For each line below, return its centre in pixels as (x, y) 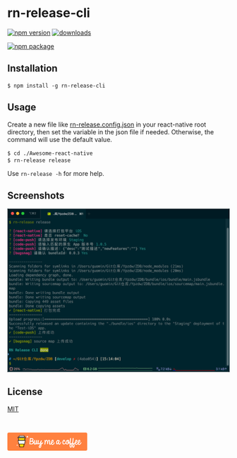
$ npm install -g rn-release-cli (56, 86)
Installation (32, 69)
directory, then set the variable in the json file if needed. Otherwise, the (111, 131)
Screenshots (36, 195)
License (25, 392)
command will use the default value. (60, 139)
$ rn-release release (39, 160)
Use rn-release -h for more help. (56, 173)
